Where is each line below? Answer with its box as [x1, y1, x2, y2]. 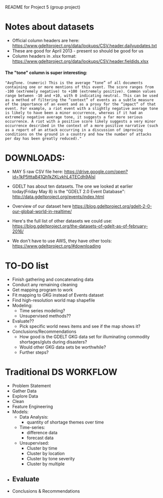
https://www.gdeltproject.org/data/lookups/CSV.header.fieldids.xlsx [12, 58, 149, 64]
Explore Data [12, 393, 38, 399]
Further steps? [19, 349, 49, 355]
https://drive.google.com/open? [64, 169, 128, 174]
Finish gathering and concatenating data [12, 276, 94, 282]
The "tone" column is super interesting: [5, 70, 88, 75]
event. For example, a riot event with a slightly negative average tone [5, 106, 159, 111]
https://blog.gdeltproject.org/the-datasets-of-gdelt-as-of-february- [12, 223, 148, 229]
